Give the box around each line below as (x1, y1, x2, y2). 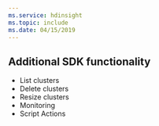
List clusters (19, 76, 60, 85)
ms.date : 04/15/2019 (8, 26, 76, 34)
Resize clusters (19, 92, 69, 102)
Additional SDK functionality (8, 55, 151, 68)
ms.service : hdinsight (8, 11, 83, 20)
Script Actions (19, 109, 66, 118)
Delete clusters (19, 84, 69, 94)
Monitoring (19, 101, 55, 110)
